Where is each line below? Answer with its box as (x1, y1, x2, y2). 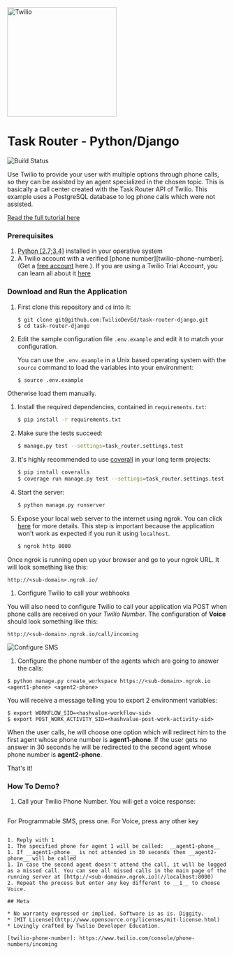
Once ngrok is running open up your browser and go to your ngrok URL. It (7, 555, 220, 563)
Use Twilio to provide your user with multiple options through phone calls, (7, 170, 219, 178)
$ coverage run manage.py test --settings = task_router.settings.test (17, 476, 225, 483)
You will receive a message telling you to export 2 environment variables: (7, 696, 218, 704)
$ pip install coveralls (17, 469, 90, 476)
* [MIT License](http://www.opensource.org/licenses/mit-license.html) (7, 916, 220, 923)
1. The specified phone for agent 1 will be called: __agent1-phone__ (7, 842, 220, 850)
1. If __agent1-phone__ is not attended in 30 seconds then (7, 848, 187, 856)
